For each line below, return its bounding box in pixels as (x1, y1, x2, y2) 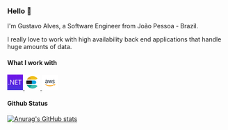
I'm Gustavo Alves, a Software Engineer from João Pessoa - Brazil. (7, 22, 199, 30)
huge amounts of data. (7, 43, 72, 51)
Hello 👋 (7, 6, 32, 16)
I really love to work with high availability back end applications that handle (7, 35, 222, 44)
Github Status (7, 100, 49, 108)
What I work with (7, 58, 58, 66)
